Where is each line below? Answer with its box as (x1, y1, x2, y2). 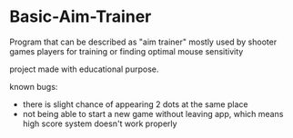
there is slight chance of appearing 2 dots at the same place (22, 98, 248, 110)
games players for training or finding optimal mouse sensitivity (9, 45, 244, 56)
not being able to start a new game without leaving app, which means (22, 108, 284, 119)
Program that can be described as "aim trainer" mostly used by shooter (9, 36, 278, 47)
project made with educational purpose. (9, 64, 159, 74)
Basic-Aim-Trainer (9, 6, 152, 27)
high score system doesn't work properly (22, 118, 177, 129)
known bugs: (9, 81, 58, 92)
